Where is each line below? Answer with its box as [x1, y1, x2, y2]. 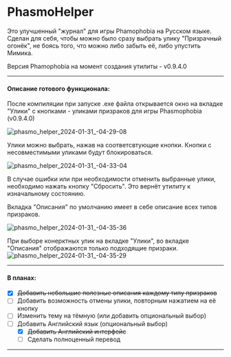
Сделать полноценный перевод [27, 335, 121, 343]
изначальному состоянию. [7, 190, 86, 198]
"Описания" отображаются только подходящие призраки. [7, 244, 179, 252]
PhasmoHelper [7, 4, 94, 20]
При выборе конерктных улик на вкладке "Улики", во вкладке [7, 237, 189, 245]
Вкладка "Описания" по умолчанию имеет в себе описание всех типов [7, 203, 217, 211]
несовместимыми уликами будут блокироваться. [7, 149, 153, 157]
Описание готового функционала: [7, 84, 110, 93]
